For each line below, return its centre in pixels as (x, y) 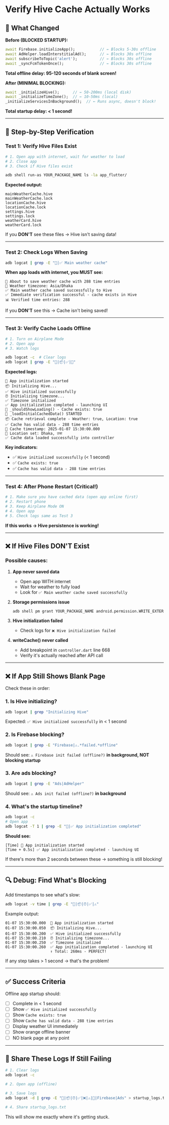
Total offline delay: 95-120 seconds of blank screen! (61, 73)
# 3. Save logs (21, 1093)
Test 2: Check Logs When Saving (47, 252)
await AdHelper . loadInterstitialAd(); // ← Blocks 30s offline (78, 54)
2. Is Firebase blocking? (35, 735)
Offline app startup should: (33, 994)
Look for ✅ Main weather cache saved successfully (74, 592)
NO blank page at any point (41, 1038)
